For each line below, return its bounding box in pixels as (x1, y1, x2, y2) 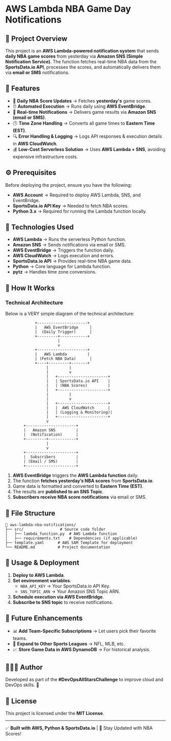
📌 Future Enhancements (5, 614, 83, 623)
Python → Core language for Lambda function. (12, 263, 111, 269)
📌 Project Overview (5, 34, 68, 43)
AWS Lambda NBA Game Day (5, 3, 131, 15)
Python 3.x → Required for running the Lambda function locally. (12, 208, 147, 214)
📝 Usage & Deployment (5, 558, 80, 567)
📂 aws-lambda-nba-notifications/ (5, 522, 76, 527)
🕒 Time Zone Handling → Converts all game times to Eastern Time (12, 120, 155, 126)
